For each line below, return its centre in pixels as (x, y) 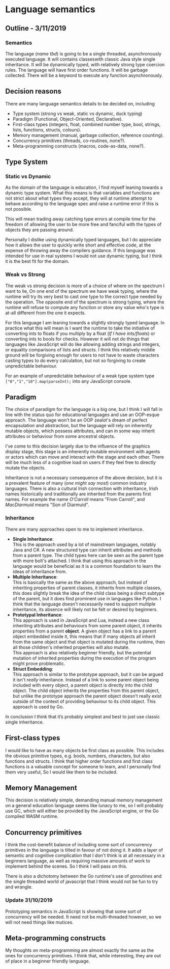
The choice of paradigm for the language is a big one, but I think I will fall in (84, 409)
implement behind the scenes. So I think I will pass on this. (66, 866)
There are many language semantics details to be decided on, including (80, 103)
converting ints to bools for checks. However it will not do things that (77, 339)
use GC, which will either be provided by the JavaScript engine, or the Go (82, 811)
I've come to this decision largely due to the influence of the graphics (78, 446)
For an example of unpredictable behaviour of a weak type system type (80, 376)
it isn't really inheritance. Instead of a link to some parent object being (86, 680)
